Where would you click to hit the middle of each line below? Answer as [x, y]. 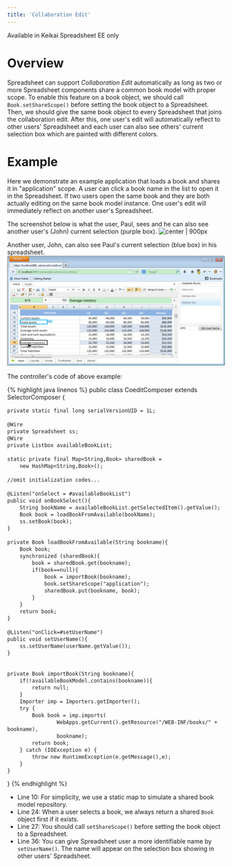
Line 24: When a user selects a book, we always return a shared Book [115, 812]
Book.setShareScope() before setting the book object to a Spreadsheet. [108, 105]
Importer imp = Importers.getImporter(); [80, 701]
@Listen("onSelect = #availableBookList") [69, 494]
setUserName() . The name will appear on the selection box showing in [116, 848]
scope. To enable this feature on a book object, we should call [96, 97]
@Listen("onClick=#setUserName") [55, 632]
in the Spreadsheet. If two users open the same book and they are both [108, 196]
